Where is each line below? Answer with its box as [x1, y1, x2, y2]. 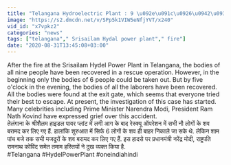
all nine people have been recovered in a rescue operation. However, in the [7, 68, 219, 76]
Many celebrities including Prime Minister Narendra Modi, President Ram [7, 104, 213, 113]
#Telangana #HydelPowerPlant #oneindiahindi [7, 151, 139, 158]
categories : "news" [7, 29, 63, 36]
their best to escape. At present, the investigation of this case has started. [7, 98, 217, 105]
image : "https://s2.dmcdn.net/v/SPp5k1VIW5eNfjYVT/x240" [7, 16, 174, 23]
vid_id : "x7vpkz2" [7, 23, 60, 30]
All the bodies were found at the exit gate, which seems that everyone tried [7, 90, 220, 98]
